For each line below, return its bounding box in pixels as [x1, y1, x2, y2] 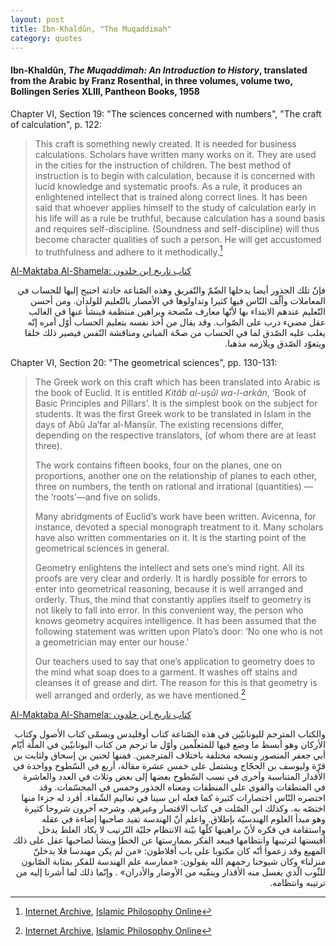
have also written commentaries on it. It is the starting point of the [34, 532, 307, 544]
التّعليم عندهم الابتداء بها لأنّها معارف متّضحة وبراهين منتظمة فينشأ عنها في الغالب [28, 306, 326, 318]
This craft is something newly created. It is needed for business [34, 137, 297, 150]
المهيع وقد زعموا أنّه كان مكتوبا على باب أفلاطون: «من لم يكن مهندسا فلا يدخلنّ [33, 844, 326, 856]
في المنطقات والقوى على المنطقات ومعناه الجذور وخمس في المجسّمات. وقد [38, 781, 326, 793]
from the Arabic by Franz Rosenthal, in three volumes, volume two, [10, 74, 293, 86]
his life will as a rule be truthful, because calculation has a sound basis [34, 212, 326, 224]
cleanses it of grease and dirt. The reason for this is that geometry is [34, 677, 318, 689]
